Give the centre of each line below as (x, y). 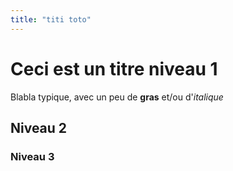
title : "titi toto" (51, 19)
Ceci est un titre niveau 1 (114, 68)
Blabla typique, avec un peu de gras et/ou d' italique (117, 97)
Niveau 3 (32, 156)
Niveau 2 (39, 127)
